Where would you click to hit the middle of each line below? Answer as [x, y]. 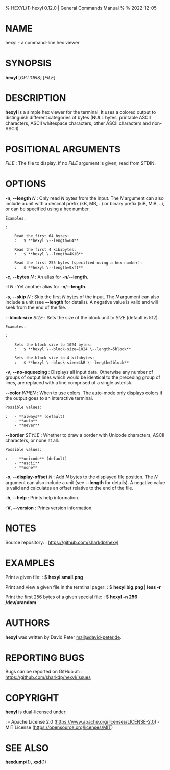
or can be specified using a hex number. [48, 209]
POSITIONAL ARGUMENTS [63, 149]
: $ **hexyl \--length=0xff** [49, 267]
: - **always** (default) [35, 416]
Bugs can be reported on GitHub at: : [44, 672]
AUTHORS [28, 623]
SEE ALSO [27, 748]
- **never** [27, 425]
